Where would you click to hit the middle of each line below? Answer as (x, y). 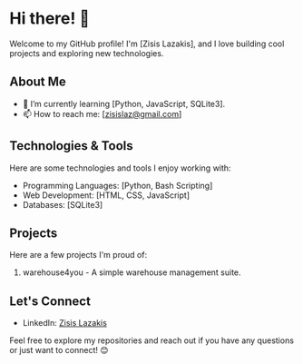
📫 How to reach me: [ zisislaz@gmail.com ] (102, 113)
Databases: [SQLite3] (63, 204)
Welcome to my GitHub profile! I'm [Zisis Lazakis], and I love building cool (147, 44)
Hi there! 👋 (50, 19)
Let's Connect (50, 301)
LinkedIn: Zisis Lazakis (64, 323)
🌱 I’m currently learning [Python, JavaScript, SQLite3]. (124, 103)
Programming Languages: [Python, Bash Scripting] (117, 185)
